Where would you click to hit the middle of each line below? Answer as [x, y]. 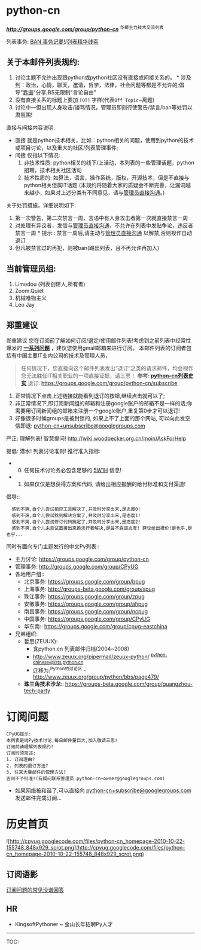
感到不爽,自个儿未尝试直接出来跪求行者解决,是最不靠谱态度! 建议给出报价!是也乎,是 [102, 529]
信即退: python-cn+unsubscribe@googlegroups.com [80, 426]
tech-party [37, 691]
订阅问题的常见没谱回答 [35, 890]
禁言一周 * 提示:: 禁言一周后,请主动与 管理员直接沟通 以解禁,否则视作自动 [103, 233]
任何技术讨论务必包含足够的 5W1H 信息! [72, 471]
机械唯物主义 [31, 298]
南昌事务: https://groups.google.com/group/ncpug [86, 612]
